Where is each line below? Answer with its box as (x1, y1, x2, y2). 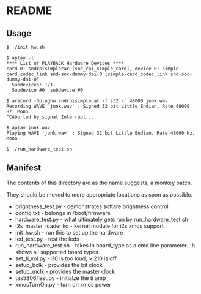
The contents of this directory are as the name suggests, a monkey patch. (6, 179, 192, 186)
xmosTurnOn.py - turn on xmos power (15, 281, 112, 288)
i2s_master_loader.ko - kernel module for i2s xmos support (15, 222, 164, 230)
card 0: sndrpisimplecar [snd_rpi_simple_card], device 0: (6, 66, 160, 72)
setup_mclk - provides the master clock (15, 268, 115, 275)
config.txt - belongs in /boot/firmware (15, 209, 111, 216)
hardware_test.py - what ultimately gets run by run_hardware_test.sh (15, 216, 188, 223)
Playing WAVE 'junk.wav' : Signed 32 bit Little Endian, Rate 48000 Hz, (6, 130, 196, 136)
